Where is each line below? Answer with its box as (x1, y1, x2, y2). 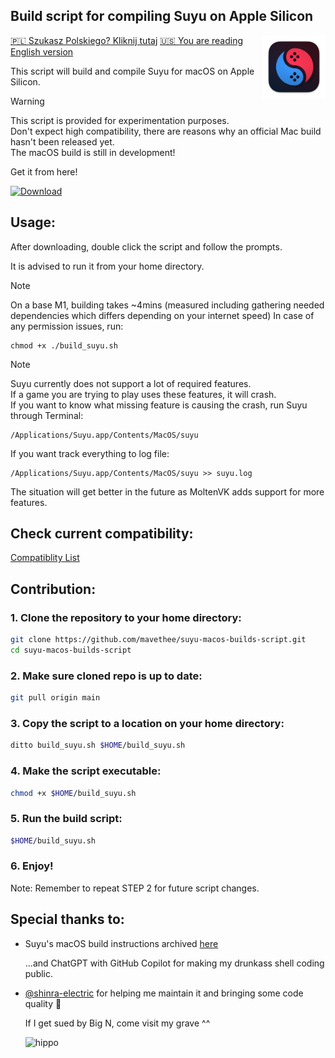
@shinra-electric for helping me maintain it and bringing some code (24, 987, 304, 999)
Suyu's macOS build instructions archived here (24, 937, 219, 949)
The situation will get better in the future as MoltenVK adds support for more (10, 485, 325, 498)
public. (24, 967, 54, 979)
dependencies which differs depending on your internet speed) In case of (10, 309, 315, 321)
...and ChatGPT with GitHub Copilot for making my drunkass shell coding (24, 957, 325, 969)
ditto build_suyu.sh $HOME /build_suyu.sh (10, 740, 186, 751)
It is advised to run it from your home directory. (10, 260, 205, 272)
